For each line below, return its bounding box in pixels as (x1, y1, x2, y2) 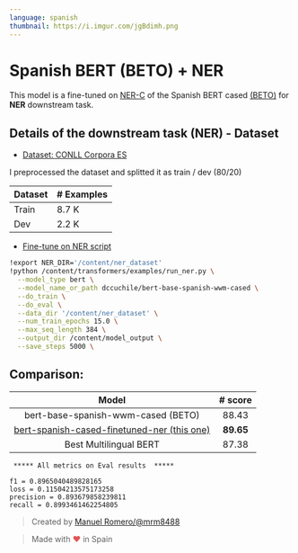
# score (218, 393, 253, 406)
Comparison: (9, 367, 84, 382)
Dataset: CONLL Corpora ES (22, 149, 127, 160)
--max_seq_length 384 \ (17, 326, 106, 334)
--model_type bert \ (17, 275, 94, 284)
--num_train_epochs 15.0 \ (17, 317, 118, 326)
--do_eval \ (17, 300, 63, 309)
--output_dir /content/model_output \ (17, 334, 163, 343)
